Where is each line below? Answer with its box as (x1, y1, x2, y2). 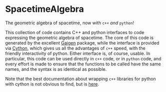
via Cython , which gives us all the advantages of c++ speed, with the (5, 45, 146, 51)
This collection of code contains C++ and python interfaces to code (5, 29, 145, 35)
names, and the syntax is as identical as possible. (5, 66, 107, 72)
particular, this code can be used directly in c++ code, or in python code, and (5, 55, 162, 61)
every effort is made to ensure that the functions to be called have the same (5, 61, 161, 67)
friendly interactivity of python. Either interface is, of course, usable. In (5, 50, 151, 56)
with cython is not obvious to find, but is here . (5, 81, 99, 87)
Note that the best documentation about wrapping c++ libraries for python (5, 76, 156, 82)
